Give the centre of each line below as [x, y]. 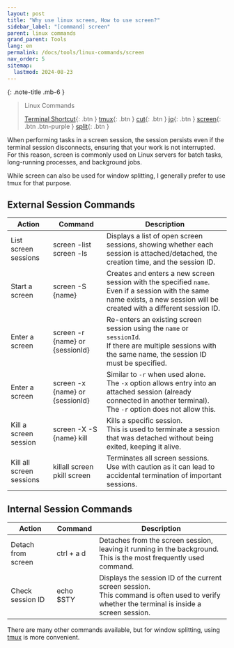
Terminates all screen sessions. [158, 458]
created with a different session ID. [163, 309]
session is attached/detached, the [162, 254]
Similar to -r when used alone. [156, 375]
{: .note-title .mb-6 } [36, 92]
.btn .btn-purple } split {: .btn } [67, 126]
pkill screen [71, 476]
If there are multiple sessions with [162, 346]
